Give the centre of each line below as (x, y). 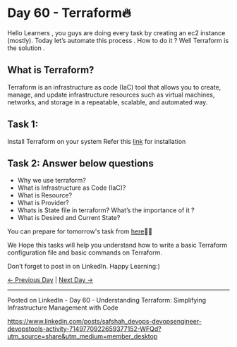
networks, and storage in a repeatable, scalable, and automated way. (108, 102)
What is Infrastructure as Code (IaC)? (72, 188)
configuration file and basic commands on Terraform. (85, 252)
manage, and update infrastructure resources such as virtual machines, (111, 95)
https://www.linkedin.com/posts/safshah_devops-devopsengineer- (105, 322)
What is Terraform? (51, 70)
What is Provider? (43, 203)
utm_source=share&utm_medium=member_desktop (83, 336)
